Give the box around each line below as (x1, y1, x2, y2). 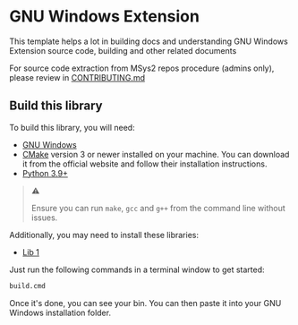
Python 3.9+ (21, 167, 69, 178)
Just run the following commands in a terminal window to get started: (9, 264, 266, 275)
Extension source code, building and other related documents (9, 45, 237, 56)
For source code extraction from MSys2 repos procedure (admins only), (9, 63, 275, 73)
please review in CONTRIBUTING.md (9, 72, 146, 82)
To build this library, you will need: (9, 122, 136, 133)
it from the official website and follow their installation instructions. (21, 158, 268, 169)
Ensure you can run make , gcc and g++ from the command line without (30, 202, 286, 213)
